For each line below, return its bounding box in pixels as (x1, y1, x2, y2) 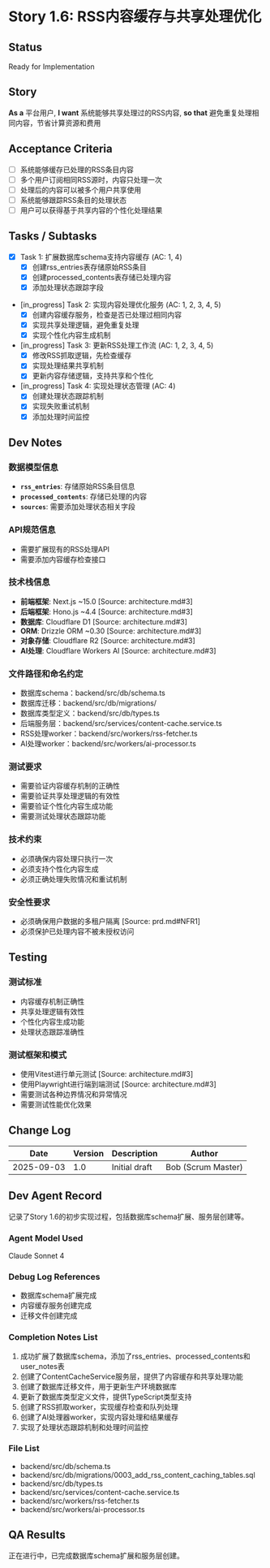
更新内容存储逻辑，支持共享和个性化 (32, 371, 154, 381)
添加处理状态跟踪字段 (32, 282, 104, 292)
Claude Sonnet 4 (8, 1251, 65, 1260)
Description (111, 1147, 158, 1159)
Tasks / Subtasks (8, 229, 97, 244)
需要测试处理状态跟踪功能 (19, 811, 106, 821)
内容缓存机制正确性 (19, 996, 85, 1006)
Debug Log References (8, 1271, 101, 1282)
